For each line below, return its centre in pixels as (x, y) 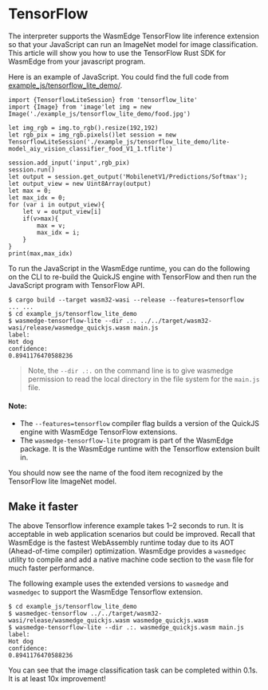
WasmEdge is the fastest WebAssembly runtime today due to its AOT (122, 542)
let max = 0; (30, 191)
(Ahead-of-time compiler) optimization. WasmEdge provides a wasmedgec (128, 550)
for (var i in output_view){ (57, 204)
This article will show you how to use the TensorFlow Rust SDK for (117, 53)
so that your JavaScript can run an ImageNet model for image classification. (133, 44)
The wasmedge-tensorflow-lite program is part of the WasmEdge (126, 440)
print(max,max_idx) (41, 253)
